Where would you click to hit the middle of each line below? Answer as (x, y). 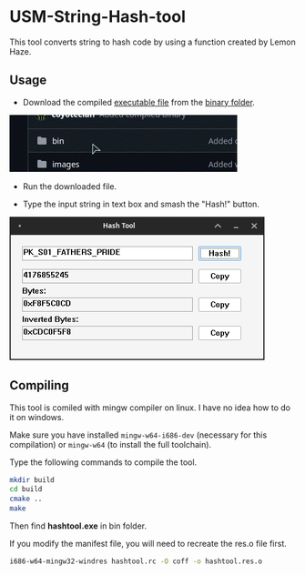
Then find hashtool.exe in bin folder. (78, 526)
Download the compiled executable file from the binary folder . (138, 102)
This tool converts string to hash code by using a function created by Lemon (152, 42)
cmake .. (26, 499)
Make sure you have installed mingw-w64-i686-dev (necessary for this (138, 435)
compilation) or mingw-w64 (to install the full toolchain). (111, 444)
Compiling (40, 385)
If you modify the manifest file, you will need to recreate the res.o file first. (148, 544)
